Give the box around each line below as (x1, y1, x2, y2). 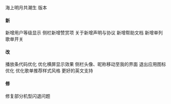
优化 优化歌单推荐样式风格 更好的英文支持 (5, 67, 93, 74)
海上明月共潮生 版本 (5, 5, 47, 10)
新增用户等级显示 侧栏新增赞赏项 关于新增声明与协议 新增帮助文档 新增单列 (5, 30, 163, 36)
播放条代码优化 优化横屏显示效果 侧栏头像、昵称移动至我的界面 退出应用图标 (5, 61, 166, 67)
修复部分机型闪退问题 (5, 93, 50, 99)
